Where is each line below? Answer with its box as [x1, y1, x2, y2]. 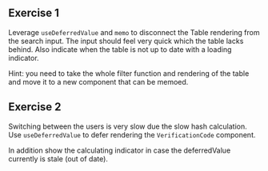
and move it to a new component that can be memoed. [8, 77, 189, 86]
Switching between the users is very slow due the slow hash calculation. [8, 121, 248, 131]
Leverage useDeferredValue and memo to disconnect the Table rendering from [8, 27, 260, 37]
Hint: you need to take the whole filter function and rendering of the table [8, 68, 250, 78]
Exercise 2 [8, 100, 62, 114]
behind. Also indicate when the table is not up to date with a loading [8, 44, 232, 54]
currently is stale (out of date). [8, 153, 108, 163]
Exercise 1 [8, 6, 60, 20]
